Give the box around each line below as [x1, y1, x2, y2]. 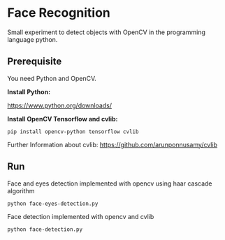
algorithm [7, 186, 35, 195]
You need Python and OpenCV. [7, 74, 96, 82]
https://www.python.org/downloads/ [7, 101, 112, 110]
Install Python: [7, 87, 51, 96]
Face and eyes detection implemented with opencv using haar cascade [7, 179, 212, 188]
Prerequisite [7, 56, 62, 68]
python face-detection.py [7, 225, 82, 233]
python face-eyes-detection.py [7, 200, 99, 207]
